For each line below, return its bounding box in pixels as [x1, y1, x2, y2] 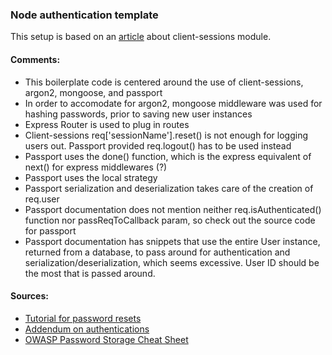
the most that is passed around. [24, 267, 156, 279]
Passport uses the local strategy [24, 171, 158, 183]
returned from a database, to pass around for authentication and [24, 246, 291, 258]
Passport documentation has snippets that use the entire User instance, [24, 235, 321, 247]
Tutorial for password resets [24, 312, 142, 324]
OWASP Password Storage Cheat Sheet [24, 333, 189, 345]
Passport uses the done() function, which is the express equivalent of [24, 150, 312, 162]
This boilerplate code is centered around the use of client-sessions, [24, 76, 304, 88]
